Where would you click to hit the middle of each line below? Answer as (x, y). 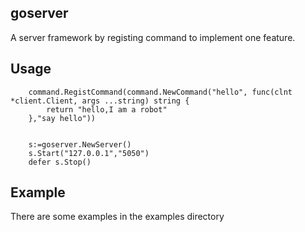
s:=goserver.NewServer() (80, 144)
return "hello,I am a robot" (107, 109)
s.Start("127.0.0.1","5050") (89, 153)
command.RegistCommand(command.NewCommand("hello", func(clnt (160, 92)
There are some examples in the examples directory (117, 217)
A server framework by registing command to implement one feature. (153, 37)
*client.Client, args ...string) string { (100, 101)
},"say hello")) (62, 118)
